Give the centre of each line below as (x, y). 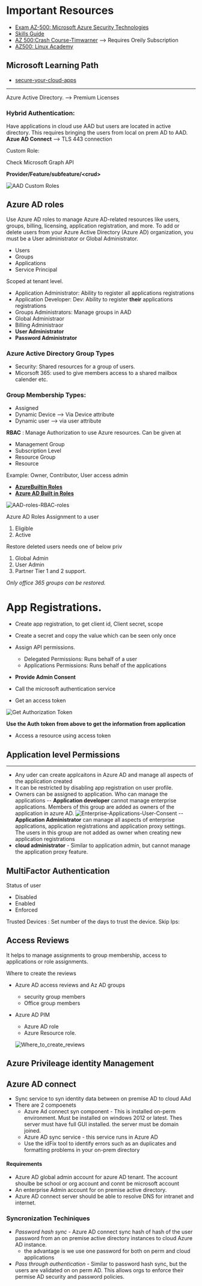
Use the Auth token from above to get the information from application (96, 724)
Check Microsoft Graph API (40, 162)
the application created (44, 781)
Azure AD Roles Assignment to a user (53, 517)
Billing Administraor (39, 325)
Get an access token (40, 700)
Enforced (26, 910)
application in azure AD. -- (99, 813)
